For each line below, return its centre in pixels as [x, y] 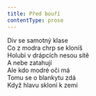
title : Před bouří [34, 14]
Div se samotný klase [38, 40]
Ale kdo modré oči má [39, 70]
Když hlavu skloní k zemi [42, 85]
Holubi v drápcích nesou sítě [48, 55]
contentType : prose [35, 20]
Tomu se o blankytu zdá [42, 77]
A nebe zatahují [30, 62]
